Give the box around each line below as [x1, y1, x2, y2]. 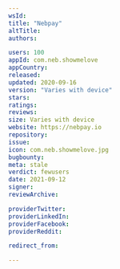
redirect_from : [8, 242, 59, 250]
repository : [8, 131, 48, 139]
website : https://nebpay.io [8, 124, 102, 132]
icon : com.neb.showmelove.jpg [8, 145, 110, 153]
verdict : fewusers [8, 168, 70, 177]
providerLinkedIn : [8, 212, 70, 221]
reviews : [8, 108, 38, 116]
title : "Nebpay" [8, 19, 62, 27]
